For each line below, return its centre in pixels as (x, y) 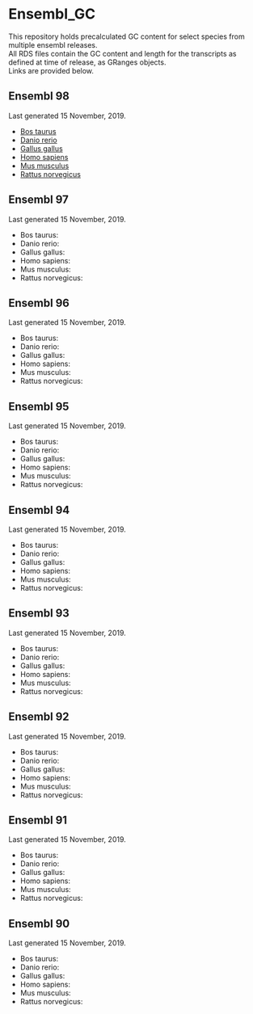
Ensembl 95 (39, 406)
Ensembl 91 (38, 820)
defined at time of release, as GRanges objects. (87, 62)
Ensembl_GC (52, 14)
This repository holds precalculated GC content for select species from (126, 36)
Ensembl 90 (39, 923)
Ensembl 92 (39, 717)
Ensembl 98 (39, 97)
